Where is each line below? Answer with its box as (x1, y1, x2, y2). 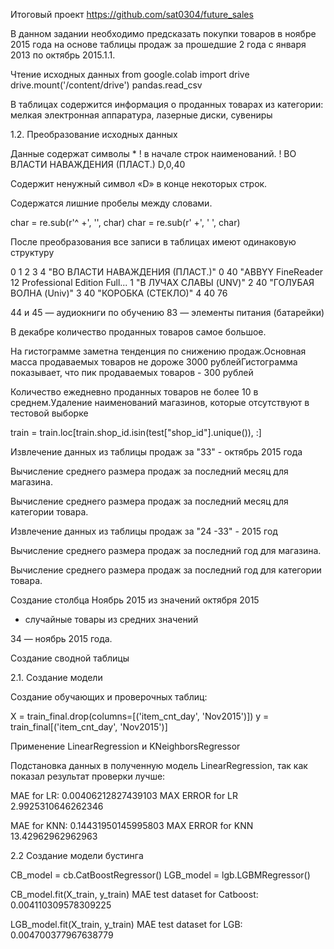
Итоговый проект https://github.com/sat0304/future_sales (10, 9, 254, 20)
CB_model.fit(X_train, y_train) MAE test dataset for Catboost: (10, 889, 259, 900)
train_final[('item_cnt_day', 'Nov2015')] (10, 721, 168, 733)
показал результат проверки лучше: (10, 770, 166, 782)
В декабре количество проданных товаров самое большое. (10, 326, 267, 338)
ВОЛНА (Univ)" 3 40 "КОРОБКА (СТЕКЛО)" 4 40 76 (10, 287, 228, 299)
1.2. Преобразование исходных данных (10, 129, 178, 140)
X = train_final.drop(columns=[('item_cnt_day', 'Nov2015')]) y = (10, 710, 270, 722)
